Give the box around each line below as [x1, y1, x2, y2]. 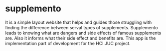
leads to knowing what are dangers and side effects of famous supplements [5, 30, 162, 36]
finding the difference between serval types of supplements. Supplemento [5, 24, 158, 30]
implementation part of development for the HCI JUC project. [5, 40, 131, 46]
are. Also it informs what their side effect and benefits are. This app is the [5, 35, 156, 41]
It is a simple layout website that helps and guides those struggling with [5, 19, 152, 25]
